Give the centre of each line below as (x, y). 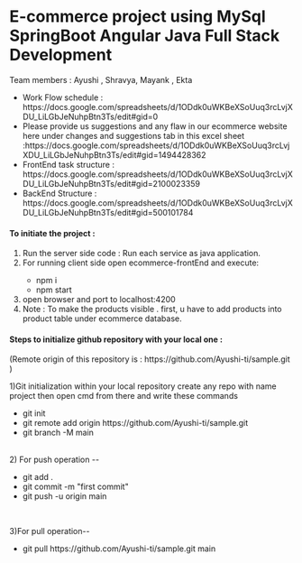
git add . (38, 477)
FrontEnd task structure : (69, 164)
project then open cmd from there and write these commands (124, 396)
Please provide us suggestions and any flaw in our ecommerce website (155, 126)
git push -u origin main (64, 496)
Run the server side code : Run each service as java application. (142, 254)
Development (61, 55)
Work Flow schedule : (63, 97)
